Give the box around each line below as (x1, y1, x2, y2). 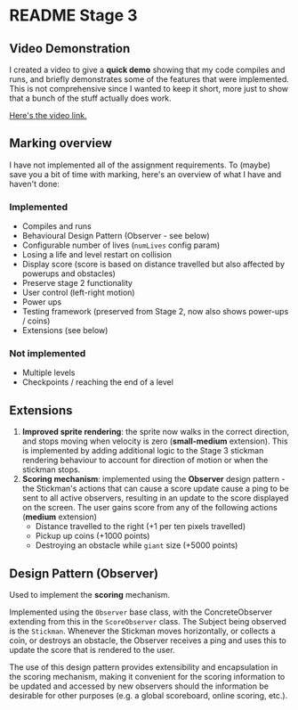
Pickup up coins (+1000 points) (35, 531, 150, 542)
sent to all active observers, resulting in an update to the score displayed (21, 493, 289, 503)
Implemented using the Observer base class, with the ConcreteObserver (9, 607, 273, 617)
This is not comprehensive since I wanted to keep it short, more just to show (9, 84, 289, 94)
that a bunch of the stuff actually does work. (9, 93, 172, 103)
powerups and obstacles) (21, 268, 116, 279)
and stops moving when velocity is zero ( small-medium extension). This (21, 436, 288, 446)
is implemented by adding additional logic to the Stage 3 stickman (21, 445, 264, 456)
